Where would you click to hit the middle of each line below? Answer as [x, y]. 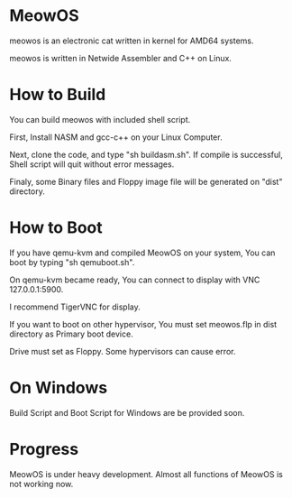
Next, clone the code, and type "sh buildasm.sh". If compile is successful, [146, 154]
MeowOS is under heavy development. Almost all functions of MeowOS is [146, 474]
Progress [44, 449]
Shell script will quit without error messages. [92, 164]
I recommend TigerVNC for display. [75, 307]
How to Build [58, 95]
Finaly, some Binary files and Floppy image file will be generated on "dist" [146, 181]
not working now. [41, 484]
